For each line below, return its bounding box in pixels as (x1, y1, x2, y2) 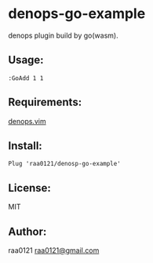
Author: (8, 225, 47, 238)
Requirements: (8, 96, 82, 109)
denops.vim (8, 116, 46, 126)
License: (8, 181, 51, 195)
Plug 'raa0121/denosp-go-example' (8, 160, 122, 168)
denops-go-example (8, 5, 146, 23)
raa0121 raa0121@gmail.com (8, 246, 100, 255)
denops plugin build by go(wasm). (8, 31, 119, 40)
